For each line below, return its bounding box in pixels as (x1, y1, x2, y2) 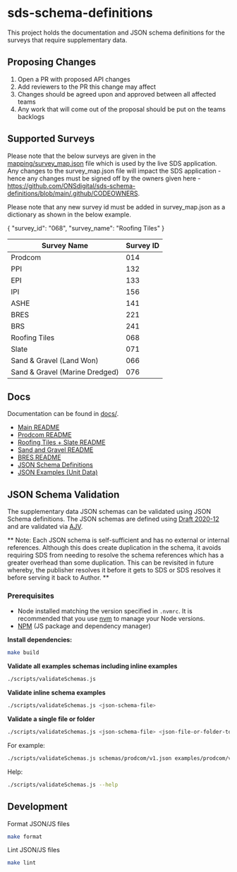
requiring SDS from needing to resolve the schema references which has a (7, 551, 224, 560)
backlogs (17, 112, 44, 121)
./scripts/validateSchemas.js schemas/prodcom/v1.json (7, 754, 172, 762)
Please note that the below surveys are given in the (7, 152, 157, 160)
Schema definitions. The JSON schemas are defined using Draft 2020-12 (7, 515, 220, 523)
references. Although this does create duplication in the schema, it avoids (7, 544, 221, 552)
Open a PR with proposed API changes (17, 75, 130, 83)
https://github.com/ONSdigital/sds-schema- (7, 181, 136, 190)
